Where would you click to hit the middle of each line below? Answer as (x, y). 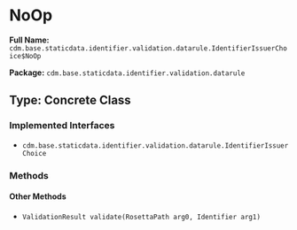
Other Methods (38, 196)
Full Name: (29, 40)
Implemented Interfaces (62, 126)
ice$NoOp (25, 56)
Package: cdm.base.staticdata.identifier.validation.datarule (127, 73)
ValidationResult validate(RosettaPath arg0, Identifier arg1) (141, 217)
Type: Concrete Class (70, 100)
